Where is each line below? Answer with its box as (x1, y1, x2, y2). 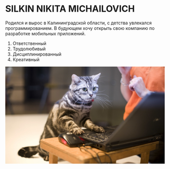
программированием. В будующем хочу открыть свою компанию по (5, 25, 155, 31)
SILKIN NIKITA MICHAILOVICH (5, 3, 135, 15)
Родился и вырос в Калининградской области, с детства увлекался (5, 20, 152, 26)
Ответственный (12, 40, 47, 46)
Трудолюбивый (12, 46, 46, 52)
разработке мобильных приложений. (5, 30, 86, 36)
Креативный (12, 56, 39, 62)
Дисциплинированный (12, 51, 62, 57)
